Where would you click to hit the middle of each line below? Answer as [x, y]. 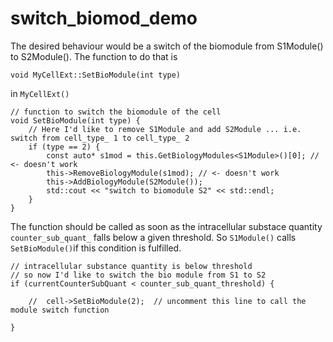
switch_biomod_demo [104, 18]
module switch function [60, 310]
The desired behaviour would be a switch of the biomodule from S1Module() [167, 46]
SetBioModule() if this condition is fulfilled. [96, 248]
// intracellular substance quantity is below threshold [131, 266]
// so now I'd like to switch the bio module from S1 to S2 [138, 275]
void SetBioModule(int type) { [75, 120]
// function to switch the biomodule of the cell [116, 112]
